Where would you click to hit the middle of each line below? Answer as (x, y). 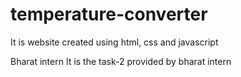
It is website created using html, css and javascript (114, 42)
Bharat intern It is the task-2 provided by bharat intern (121, 61)
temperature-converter (109, 14)
